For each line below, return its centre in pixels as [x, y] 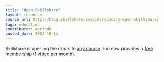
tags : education [23, 24]
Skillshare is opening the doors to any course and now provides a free [79, 48]
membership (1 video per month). [40, 54]
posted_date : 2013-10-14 [32, 34]
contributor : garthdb [28, 29]
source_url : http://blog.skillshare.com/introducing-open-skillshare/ [82, 19]
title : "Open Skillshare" [33, 10]
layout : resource [24, 15]
